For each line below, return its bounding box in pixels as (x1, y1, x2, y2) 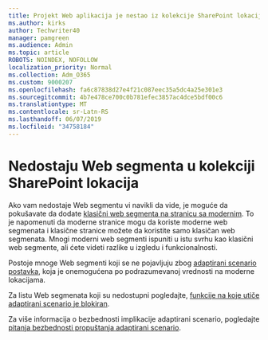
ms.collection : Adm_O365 (8, 71, 91, 79)
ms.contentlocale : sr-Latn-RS (8, 108, 109, 116)
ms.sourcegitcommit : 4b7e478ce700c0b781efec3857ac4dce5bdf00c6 (8, 93, 223, 101)
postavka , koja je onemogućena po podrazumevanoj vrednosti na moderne (8, 266, 255, 276)
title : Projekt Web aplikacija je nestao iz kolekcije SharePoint (8, 11, 234, 20)
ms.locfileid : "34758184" (8, 123, 94, 131)
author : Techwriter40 (8, 26, 81, 34)
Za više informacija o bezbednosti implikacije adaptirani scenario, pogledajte (8, 314, 260, 323)
